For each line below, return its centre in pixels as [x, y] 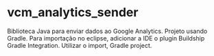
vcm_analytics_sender [73, 12]
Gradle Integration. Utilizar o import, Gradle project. [80, 45]
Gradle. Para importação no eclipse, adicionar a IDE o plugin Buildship [106, 38]
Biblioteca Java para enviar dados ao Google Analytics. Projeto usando [107, 31]
